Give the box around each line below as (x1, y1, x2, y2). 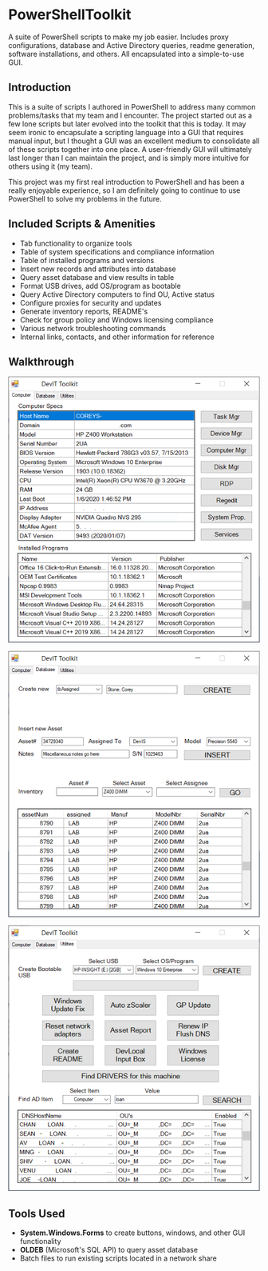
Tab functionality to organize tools (19, 238, 132, 248)
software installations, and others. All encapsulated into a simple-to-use (8, 49, 245, 58)
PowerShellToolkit (8, 6, 132, 24)
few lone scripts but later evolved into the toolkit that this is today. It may (8, 118, 246, 129)
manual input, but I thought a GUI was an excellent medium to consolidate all (8, 136, 260, 146)
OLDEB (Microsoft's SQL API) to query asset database (19, 1245, 198, 1255)
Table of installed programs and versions (19, 255, 155, 265)
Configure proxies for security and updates (19, 298, 162, 307)
